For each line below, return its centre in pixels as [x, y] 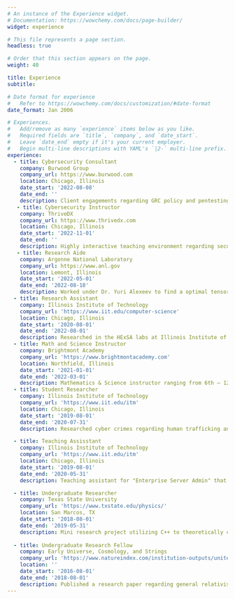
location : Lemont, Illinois [60, 273]
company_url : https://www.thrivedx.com [78, 220]
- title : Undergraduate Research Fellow [73, 545]
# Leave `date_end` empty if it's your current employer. [97, 142]
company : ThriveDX [47, 214]
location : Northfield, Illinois [67, 364]
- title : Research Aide [51, 253]
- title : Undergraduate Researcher [65, 493]
